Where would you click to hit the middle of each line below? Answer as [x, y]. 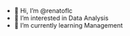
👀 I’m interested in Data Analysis [61, 18]
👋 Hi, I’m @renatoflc [43, 11]
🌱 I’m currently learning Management [68, 25]
